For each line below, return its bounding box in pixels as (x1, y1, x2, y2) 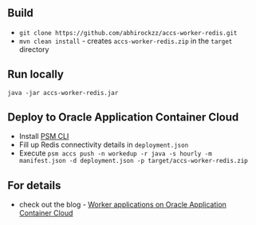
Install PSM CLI (18, 132, 69, 141)
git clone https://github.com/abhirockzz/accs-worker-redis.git (18, 29, 238, 37)
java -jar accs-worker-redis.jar (7, 89, 119, 97)
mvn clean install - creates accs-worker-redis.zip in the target (18, 36, 233, 45)
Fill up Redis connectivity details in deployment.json (18, 140, 189, 150)
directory (18, 44, 49, 54)
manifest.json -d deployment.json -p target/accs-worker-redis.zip (18, 157, 248, 165)
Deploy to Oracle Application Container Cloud (7, 111, 239, 124)
